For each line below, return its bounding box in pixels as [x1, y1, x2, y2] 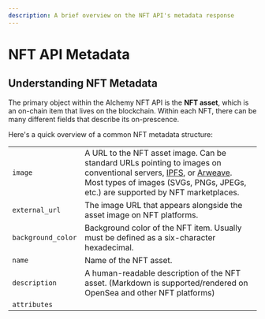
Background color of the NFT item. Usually [84, 222, 242, 233]
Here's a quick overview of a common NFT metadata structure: [8, 129, 213, 139]
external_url [12, 206, 62, 214]
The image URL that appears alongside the [84, 199, 243, 210]
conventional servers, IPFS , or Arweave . [84, 167, 233, 178]
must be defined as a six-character [84, 232, 216, 243]
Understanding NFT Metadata [8, 76, 158, 91]
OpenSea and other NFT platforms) [84, 287, 215, 298]
